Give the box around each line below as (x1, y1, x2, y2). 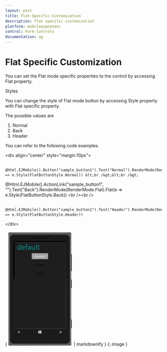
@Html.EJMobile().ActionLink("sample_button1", (5, 181, 104, 187)
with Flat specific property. (5, 103, 61, 109)
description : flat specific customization (5, 18, 94, 23)
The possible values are (5, 112, 54, 118)
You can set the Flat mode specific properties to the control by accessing (5, 73, 156, 79)
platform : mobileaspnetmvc (5, 24, 61, 29)
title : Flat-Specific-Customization (5, 13, 81, 18)
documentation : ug (5, 34, 43, 39)
